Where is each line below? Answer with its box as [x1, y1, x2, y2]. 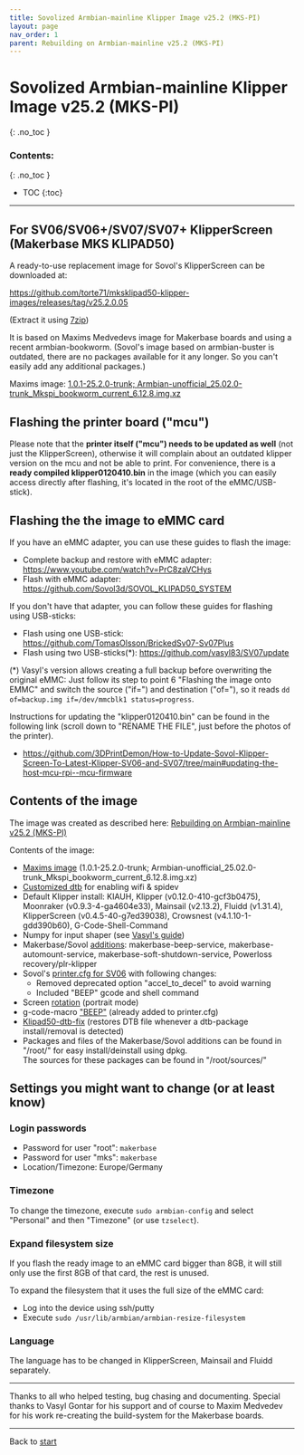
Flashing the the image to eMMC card [9, 512, 224, 528]
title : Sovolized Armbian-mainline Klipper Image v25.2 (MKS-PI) [9, 13, 261, 23]
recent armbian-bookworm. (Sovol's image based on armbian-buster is [9, 341, 275, 353]
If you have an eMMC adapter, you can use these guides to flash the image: [9, 536, 291, 548]
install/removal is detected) [22, 1025, 125, 1037]
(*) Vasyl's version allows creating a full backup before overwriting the [9, 665, 272, 675]
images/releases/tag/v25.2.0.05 [9, 297, 128, 308]
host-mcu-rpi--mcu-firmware [22, 767, 133, 778]
